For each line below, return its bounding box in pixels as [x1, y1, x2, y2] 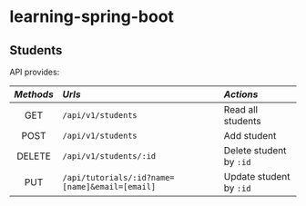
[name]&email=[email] [62, 181, 157, 191]
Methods [14, 88, 55, 101]
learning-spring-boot [9, 6, 175, 27]
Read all [223, 103, 258, 115]
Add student [223, 130, 277, 142]
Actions [223, 88, 259, 101]
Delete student [223, 144, 287, 156]
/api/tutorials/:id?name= [62, 172, 175, 182]
